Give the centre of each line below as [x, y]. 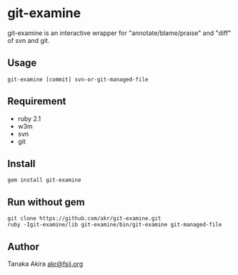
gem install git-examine [44, 180]
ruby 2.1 [29, 119]
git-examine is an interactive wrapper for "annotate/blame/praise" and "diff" [119, 33]
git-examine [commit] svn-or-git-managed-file [78, 79]
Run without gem [46, 202]
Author [23, 247]
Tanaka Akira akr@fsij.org [45, 264]
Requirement [37, 101]
